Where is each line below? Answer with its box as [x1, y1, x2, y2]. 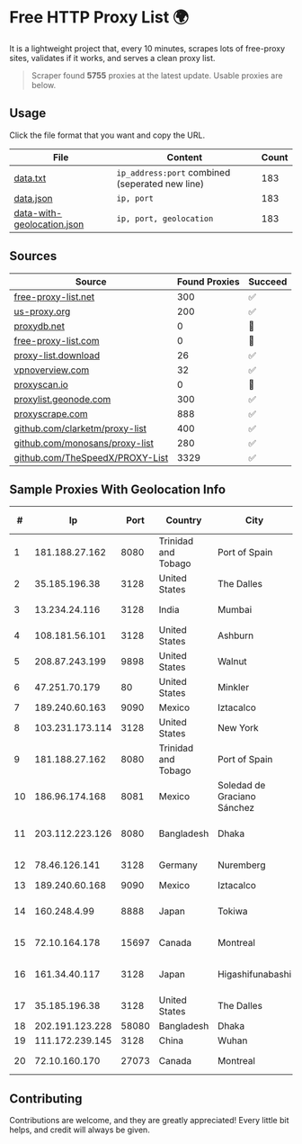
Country [165, 514, 202, 527]
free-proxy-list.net [13, 290, 95, 302]
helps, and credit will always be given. [9, 1124, 150, 1135]
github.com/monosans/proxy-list [13, 437, 155, 449]
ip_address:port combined [116, 166, 231, 178]
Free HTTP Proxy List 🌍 [9, 7, 190, 28]
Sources [9, 248, 58, 264]
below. [31, 79, 57, 90]
